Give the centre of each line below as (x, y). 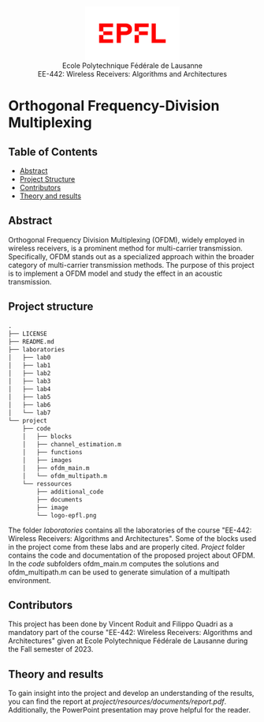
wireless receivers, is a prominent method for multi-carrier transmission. (125, 248)
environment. (30, 580)
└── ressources (47, 483)
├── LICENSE (28, 333)
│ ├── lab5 (30, 397)
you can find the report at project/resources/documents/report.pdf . (117, 701)
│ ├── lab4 (30, 389)
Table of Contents (53, 152)
